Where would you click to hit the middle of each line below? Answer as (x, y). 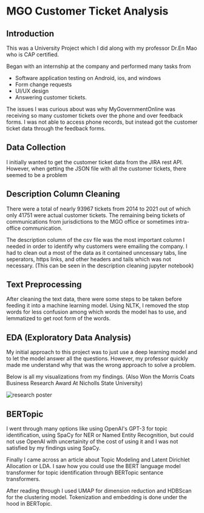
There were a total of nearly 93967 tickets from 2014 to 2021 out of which (99, 209)
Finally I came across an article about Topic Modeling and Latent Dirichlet (98, 460)
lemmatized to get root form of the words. (59, 318)
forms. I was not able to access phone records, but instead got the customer (102, 122)
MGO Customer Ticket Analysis (87, 11)
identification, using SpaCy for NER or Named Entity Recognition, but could (100, 435)
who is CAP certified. (33, 55)
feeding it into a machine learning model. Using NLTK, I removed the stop (98, 306)
